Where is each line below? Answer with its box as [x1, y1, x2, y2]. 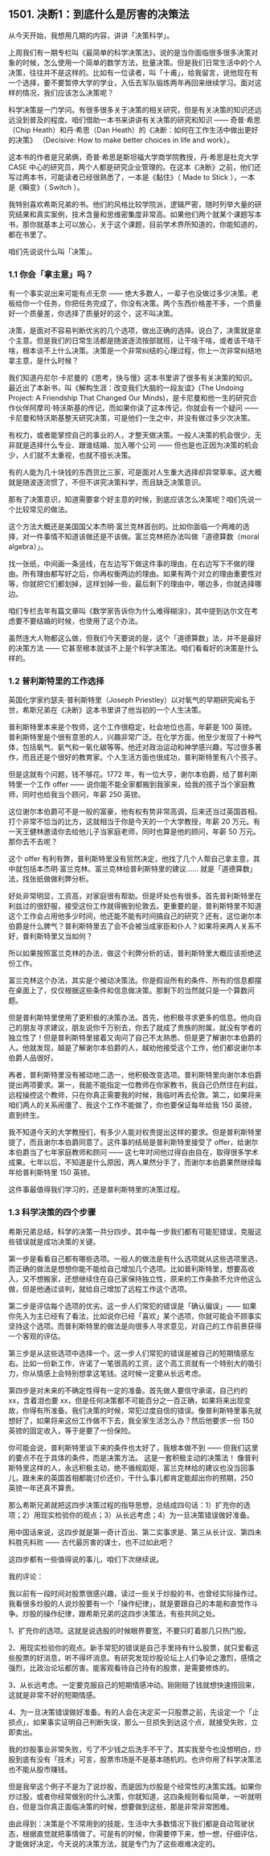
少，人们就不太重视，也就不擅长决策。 [8, 450, 135, 460]
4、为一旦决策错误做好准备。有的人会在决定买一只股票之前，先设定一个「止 [8, 1707, 260, 1717]
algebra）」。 [8, 542, 48, 552]
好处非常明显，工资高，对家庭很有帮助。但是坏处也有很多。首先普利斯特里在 [8, 891, 262, 901]
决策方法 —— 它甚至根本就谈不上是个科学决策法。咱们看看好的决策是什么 [14, 643, 259, 653]
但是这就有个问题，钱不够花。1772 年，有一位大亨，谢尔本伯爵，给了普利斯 [8, 770, 259, 779]
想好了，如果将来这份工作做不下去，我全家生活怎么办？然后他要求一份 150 [8, 1415, 255, 1425]
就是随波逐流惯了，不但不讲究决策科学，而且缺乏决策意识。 [8, 478, 206, 487]
